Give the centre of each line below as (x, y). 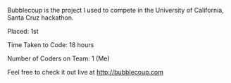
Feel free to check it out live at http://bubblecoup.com (86, 72)
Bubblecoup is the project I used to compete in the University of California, (115, 10)
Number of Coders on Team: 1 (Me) (59, 58)
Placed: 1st (23, 31)
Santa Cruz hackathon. (40, 18)
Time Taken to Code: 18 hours (51, 45)
